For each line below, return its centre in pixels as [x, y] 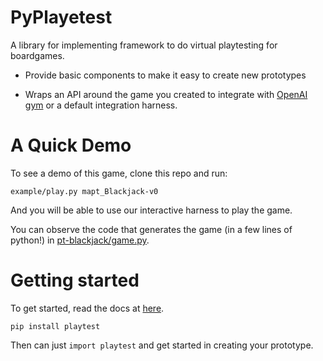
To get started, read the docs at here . [87, 308]
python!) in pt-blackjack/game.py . [80, 240]
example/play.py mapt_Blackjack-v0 [84, 191]
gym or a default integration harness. [101, 105]
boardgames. [37, 55]
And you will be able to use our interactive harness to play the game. [151, 210]
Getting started [75, 280]
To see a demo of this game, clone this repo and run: [119, 173]
